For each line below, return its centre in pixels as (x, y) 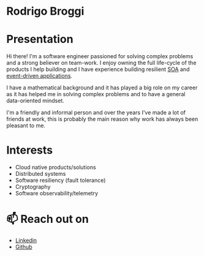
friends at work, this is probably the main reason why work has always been (102, 119)
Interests (30, 150)
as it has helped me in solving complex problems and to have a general (96, 94)
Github (24, 247)
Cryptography (33, 187)
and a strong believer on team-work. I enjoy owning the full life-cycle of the (101, 63)
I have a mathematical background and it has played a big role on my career (102, 88)
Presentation (40, 40)
